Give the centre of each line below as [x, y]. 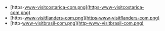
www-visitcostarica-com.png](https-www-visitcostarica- [84, 7]
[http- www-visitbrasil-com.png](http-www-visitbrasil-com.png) [77, 23]
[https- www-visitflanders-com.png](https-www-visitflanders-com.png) [85, 18]
